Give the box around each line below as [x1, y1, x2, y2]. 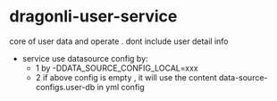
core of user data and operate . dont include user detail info [9, 36, 229, 46]
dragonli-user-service [9, 6, 178, 27]
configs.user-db [35, 81, 96, 92]
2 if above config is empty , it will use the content [35, 72, 217, 82]
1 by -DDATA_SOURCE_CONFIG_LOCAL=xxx [35, 63, 198, 73]
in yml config [97, 81, 145, 92]
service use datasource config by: [21, 53, 149, 63]
